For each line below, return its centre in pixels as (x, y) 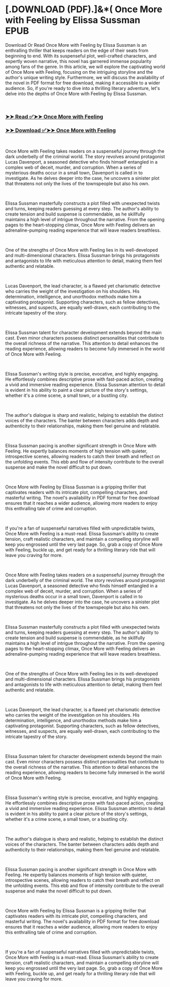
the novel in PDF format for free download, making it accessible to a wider (83, 83)
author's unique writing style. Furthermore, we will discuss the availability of (85, 77)
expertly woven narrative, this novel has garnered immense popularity (78, 61)
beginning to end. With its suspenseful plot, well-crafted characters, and (81, 56)
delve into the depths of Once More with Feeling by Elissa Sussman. (76, 94)
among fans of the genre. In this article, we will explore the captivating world (85, 67)
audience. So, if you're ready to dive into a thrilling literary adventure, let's (83, 88)
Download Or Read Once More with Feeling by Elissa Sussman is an (76, 45)
